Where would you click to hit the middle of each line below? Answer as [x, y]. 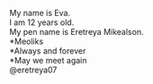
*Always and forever [48, 51]
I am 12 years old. [42, 22]
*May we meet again [48, 60]
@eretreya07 [33, 70]
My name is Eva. [40, 13]
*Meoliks [27, 41]
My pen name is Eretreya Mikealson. [76, 32]
